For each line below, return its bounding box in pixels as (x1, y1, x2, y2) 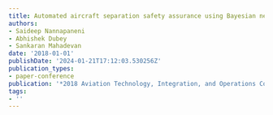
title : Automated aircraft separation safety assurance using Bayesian (8, 11, 256, 20)
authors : (8, 19, 38, 28)
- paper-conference (8, 72, 75, 80)
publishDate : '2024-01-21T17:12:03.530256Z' (8, 57, 162, 66)
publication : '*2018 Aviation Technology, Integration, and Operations (8, 79, 256, 87)
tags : (8, 87, 27, 96)
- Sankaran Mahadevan (8, 42, 82, 50)
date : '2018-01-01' (8, 49, 75, 57)
